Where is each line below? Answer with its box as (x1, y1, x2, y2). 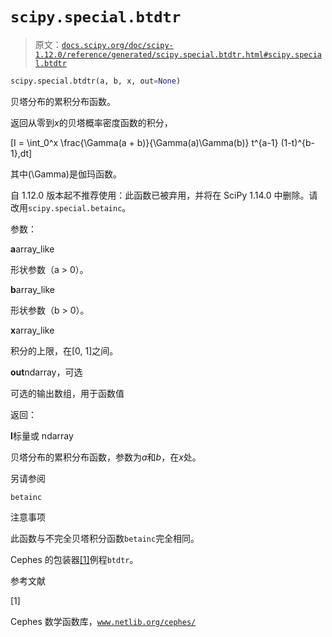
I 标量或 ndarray (10, 429, 74, 442)
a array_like (10, 243, 55, 255)
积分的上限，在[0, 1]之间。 (10, 344, 119, 357)
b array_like (10, 283, 56, 295)
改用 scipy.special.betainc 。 (10, 201, 132, 213)
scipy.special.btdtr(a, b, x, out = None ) (10, 76, 182, 86)
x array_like (10, 324, 55, 336)
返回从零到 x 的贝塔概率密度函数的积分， (10, 116, 173, 128)
